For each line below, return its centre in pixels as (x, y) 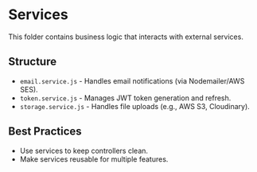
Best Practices (45, 132)
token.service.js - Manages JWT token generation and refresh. (125, 98)
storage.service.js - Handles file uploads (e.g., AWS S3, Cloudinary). (135, 106)
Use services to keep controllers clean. (84, 150)
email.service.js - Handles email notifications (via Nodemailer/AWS (132, 80)
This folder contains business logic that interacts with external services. (126, 37)
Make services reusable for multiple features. (94, 159)
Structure (33, 62)
